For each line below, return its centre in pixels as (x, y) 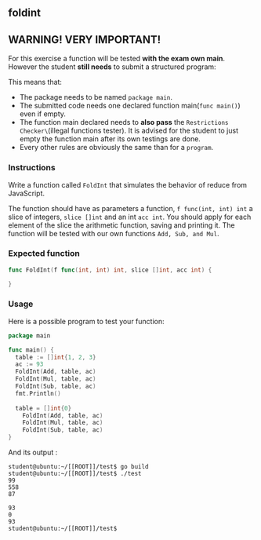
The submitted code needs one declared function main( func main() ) (130, 106)
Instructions (32, 168)
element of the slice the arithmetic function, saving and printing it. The (121, 225)
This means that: (35, 82)
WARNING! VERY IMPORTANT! (85, 40)
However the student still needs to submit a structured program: (112, 67)
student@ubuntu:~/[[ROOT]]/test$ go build (78, 467)
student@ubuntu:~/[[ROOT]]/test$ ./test (75, 474)
